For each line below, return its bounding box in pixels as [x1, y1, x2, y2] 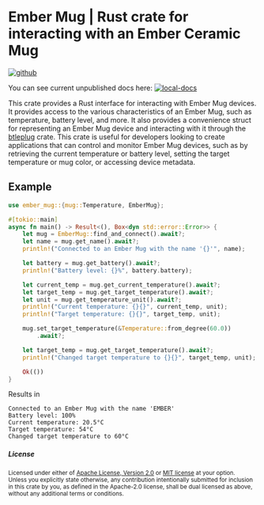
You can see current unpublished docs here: [8, 83, 153, 93]
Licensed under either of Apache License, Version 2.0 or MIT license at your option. [8, 469, 236, 477]
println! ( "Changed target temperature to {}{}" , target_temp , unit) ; [22, 353, 257, 362]
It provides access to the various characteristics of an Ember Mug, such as [8, 107, 252, 116]
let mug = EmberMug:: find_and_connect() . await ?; [22, 230, 186, 238]
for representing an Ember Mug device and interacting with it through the [8, 123, 247, 133]
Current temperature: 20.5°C [8, 419, 104, 427]
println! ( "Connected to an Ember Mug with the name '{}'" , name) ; [22, 245, 246, 253]
